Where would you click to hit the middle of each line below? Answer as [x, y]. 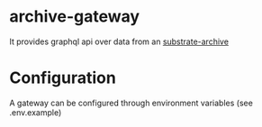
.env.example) [36, 112]
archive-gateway [75, 17]
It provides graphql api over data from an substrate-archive [119, 41]
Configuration [63, 78]
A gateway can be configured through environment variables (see [131, 103]
